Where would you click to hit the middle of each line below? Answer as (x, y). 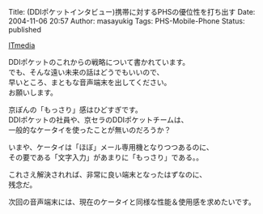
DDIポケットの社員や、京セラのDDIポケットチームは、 (98, 120)
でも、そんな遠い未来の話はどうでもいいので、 (86, 72)
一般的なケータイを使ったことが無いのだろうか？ (90, 130)
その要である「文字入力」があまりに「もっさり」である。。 (106, 157)
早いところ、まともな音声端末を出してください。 (90, 82)
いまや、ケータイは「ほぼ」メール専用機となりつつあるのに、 (111, 147)
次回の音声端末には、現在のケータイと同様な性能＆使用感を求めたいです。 (132, 202)
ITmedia (22, 45)
